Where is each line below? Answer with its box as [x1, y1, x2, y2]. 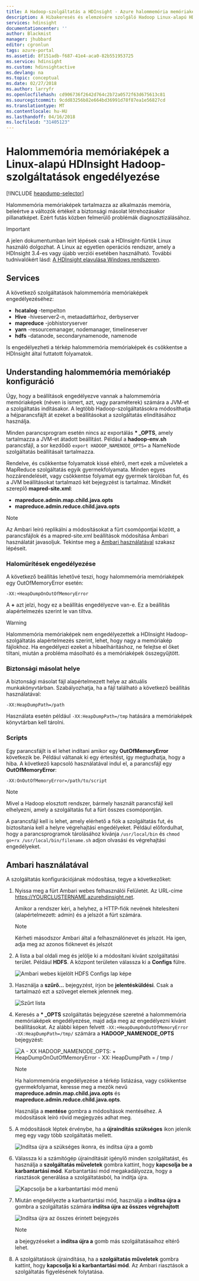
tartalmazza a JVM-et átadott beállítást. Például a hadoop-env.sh [6, 435, 167, 442]
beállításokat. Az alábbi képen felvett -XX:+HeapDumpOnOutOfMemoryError [14, 1023, 188, 1031]
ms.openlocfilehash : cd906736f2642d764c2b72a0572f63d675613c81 [6, 92, 166, 98]
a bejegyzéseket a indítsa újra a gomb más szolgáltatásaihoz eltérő [14, 1238, 179, 1245]
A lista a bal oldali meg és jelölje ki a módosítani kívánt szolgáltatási [14, 952, 179, 959]
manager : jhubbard [6, 36, 52, 42]
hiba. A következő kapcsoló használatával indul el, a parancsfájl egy [6, 759, 172, 767]
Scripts [6, 734, 28, 742]
